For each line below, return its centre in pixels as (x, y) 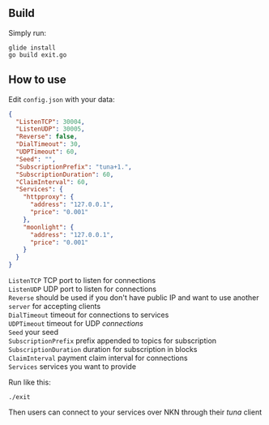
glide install (32, 48)
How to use (37, 80)
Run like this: (30, 382)
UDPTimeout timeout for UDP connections (76, 323)
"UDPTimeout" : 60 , (47, 152)
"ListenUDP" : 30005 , (50, 129)
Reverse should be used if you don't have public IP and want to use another (134, 298)
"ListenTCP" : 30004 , (50, 122)
